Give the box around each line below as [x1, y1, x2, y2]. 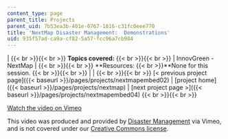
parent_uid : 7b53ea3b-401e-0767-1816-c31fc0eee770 [7, 23, 155, 29]
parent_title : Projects [7, 16, 76, 23]
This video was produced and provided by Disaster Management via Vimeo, [7, 117, 222, 125]
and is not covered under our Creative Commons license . [7, 125, 169, 133]
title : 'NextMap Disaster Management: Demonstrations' [7, 29, 170, 36]
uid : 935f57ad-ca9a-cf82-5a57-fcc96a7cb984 [7, 36, 134, 42]
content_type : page [7, 10, 63, 17]
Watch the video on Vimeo [7, 104, 82, 112]
